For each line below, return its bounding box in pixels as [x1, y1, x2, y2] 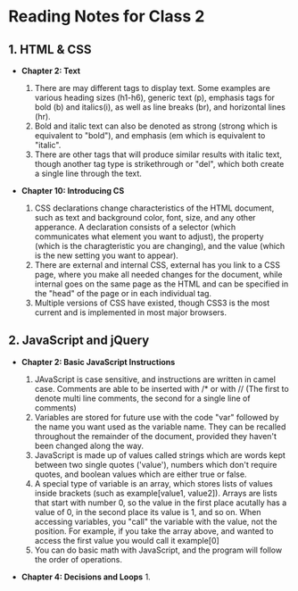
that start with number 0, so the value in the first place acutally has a [34, 497, 287, 508]
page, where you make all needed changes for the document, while [34, 270, 283, 279]
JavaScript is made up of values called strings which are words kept [34, 449, 286, 461]
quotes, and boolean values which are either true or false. [34, 469, 247, 479]
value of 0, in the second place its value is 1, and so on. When [34, 506, 261, 517]
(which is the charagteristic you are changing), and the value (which [34, 241, 286, 251]
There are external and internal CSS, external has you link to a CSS [34, 260, 280, 270]
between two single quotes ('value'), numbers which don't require [34, 459, 277, 470]
